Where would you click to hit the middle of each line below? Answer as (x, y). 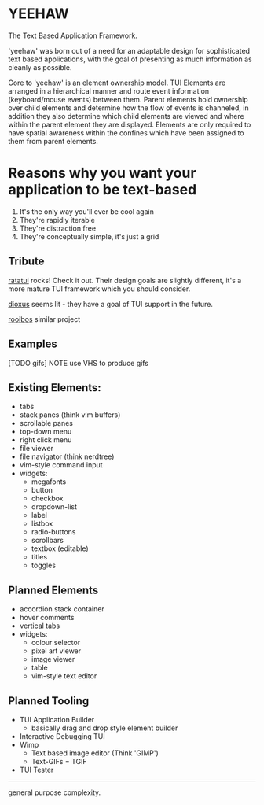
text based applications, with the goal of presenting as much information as (130, 59)
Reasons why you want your (102, 173)
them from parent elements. (53, 141)
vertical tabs (40, 626)
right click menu (46, 440)
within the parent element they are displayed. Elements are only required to (130, 124)
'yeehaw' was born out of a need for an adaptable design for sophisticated (129, 50)
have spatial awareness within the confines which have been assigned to (126, 133)
